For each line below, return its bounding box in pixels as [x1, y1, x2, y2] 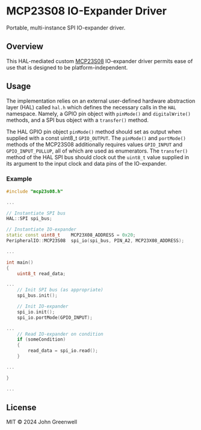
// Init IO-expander [17, 303, 69, 310]
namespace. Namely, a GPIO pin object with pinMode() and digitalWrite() [6, 110, 191, 117]
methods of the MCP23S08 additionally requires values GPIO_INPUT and [6, 141, 183, 148]
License [6, 402, 37, 413]
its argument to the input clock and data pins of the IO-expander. [6, 160, 167, 167]
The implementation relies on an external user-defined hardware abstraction [6, 97, 196, 104]
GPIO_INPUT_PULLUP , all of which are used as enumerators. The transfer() [6, 147, 188, 154]
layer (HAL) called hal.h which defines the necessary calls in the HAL [6, 103, 176, 111]
